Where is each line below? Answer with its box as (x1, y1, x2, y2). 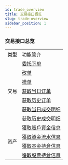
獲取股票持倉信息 (22, 152, 61, 159)
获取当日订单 (22, 87, 52, 94)
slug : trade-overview (5, 16, 49, 21)
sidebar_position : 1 (5, 21, 47, 26)
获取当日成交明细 (22, 106, 61, 113)
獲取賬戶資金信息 (22, 124, 61, 131)
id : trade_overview (5, 7, 44, 12)
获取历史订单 (22, 97, 52, 103)
